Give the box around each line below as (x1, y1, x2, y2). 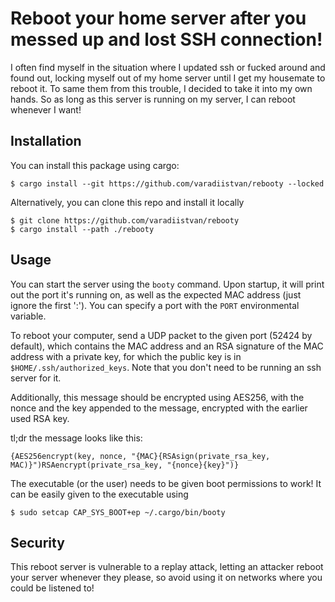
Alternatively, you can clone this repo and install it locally (10, 196, 245, 208)
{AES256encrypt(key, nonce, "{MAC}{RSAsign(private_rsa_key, (10, 451, 271, 461)
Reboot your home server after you (10, 7, 307, 30)
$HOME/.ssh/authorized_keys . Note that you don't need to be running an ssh (10, 361, 322, 373)
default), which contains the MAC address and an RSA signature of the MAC (10, 340, 324, 352)
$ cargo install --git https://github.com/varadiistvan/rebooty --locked (10, 178, 325, 189)
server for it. (10, 372, 62, 384)
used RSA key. (10, 412, 70, 424)
